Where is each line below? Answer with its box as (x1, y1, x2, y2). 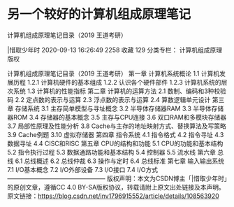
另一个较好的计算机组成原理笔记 (7, 6, 191, 22)
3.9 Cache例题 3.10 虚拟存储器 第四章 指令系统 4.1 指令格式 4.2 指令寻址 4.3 (7, 130, 224, 138)
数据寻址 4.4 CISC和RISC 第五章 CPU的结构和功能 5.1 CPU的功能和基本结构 (7, 139, 224, 148)
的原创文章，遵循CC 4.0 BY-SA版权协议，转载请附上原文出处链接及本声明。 (7, 183, 226, 191)
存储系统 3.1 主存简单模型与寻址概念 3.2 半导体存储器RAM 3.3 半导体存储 (15, 104, 224, 113)
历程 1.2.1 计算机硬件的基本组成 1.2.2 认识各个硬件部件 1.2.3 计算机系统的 (13, 78, 221, 86)
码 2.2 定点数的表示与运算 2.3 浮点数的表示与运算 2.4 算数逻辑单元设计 (7, 95, 211, 103)
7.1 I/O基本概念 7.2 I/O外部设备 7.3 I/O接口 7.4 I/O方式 (7, 165, 159, 173)
